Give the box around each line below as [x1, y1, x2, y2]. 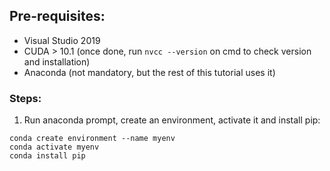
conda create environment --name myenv [9, 134, 176, 144]
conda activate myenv [9, 142, 100, 153]
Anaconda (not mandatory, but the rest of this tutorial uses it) [23, 66, 276, 78]
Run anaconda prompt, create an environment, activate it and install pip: [23, 114, 321, 126]
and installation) [23, 55, 91, 68]
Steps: [9, 91, 42, 105]
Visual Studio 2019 [23, 34, 101, 46]
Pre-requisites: [9, 8, 106, 25]
